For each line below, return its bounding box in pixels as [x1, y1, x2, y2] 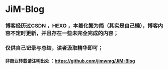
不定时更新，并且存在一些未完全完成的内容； [10, 30, 119, 37]
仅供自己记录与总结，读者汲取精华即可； [5, 44, 103, 51]
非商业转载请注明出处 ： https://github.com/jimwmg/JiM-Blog [5, 57, 135, 63]
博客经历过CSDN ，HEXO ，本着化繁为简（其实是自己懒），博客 [5, 22, 158, 29]
